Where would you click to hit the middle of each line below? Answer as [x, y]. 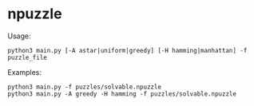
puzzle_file [27, 57]
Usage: [19, 36]
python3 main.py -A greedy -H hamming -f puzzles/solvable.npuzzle [122, 94]
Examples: [24, 72]
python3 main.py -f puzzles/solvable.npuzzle [84, 87]
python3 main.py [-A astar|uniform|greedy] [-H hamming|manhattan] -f [127, 50]
